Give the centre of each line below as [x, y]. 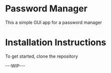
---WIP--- [15, 66]
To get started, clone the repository [42, 56]
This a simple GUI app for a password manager [54, 22]
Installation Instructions [56, 42]
